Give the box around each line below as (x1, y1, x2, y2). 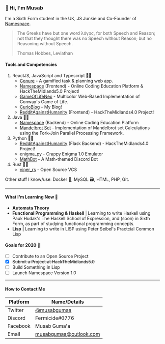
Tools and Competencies (5, 61, 57, 67)
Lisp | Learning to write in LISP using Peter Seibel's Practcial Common (12, 226, 155, 231)
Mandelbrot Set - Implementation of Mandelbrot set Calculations (19, 125, 150, 131)
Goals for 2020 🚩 (5, 242, 41, 248)
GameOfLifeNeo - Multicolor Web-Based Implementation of (19, 93, 140, 99)
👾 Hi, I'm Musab (5, 4, 43, 11)
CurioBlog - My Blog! (19, 104, 62, 110)
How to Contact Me (5, 286, 46, 292)
